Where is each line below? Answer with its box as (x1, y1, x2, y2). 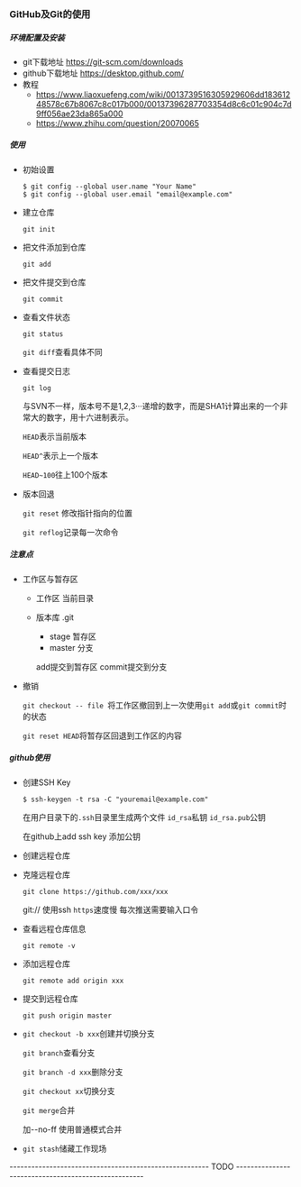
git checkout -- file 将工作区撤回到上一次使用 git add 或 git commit (22, 699, 279, 710)
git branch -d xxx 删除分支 (22, 1066, 123, 1077)
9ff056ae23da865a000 (35, 108, 123, 119)
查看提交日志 (22, 365, 70, 376)
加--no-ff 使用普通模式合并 (22, 1124, 123, 1135)
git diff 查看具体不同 (22, 346, 104, 357)
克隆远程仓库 (22, 869, 70, 880)
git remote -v (22, 941, 76, 950)
